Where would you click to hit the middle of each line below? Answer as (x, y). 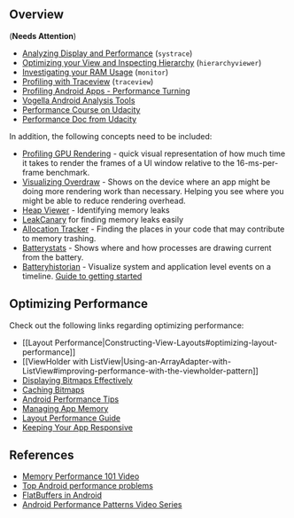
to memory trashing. (59, 238)
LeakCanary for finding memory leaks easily (103, 219)
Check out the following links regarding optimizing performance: (127, 325)
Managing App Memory (65, 408)
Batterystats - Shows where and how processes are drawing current (147, 247)
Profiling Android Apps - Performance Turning (106, 90)
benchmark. (68, 172)
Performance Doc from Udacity (79, 119)
